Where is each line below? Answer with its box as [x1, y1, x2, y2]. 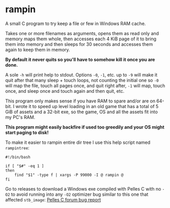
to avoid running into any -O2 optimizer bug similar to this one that [11, 191, 149, 197]
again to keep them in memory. [5, 46, 70, 53]
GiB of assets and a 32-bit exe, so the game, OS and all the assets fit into [5, 109, 158, 115]
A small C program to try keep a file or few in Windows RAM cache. [5, 20, 146, 27]
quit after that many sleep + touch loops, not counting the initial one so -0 [5, 77, 159, 83]
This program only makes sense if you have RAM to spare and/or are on [5, 98, 156, 104]
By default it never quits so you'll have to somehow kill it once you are [5, 56, 155, 62]
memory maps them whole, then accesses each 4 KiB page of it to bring [5, 36, 156, 42]
